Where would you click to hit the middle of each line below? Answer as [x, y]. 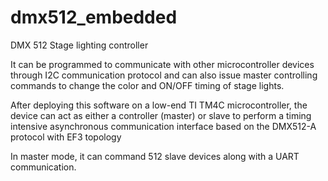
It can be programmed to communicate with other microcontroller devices [162, 64]
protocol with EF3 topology [66, 137]
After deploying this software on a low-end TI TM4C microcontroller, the [159, 105]
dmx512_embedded [94, 17]
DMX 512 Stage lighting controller [79, 45]
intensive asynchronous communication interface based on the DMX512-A [163, 126]
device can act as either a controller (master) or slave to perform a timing [161, 115]
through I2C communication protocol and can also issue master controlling [164, 75]
